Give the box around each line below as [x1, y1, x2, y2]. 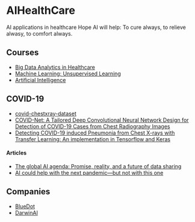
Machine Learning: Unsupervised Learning [14, 70, 122, 77]
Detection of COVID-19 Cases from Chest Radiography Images [14, 122, 170, 130]
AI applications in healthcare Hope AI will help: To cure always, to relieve [6, 24, 187, 31]
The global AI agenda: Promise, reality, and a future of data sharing [14, 162, 182, 170]
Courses [6, 48, 39, 58]
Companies [6, 186, 51, 197]
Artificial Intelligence [14, 76, 66, 83]
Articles [6, 149, 27, 157]
